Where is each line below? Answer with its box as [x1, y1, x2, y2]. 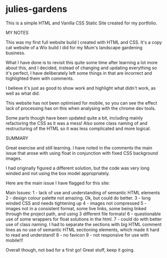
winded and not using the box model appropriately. [5, 170, 110, 176]
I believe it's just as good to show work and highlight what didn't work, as [5, 85, 156, 91]
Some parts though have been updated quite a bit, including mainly [5, 115, 143, 121]
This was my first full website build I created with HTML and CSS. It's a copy [5, 39, 162, 45]
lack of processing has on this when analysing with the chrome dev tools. [5, 105, 156, 111]
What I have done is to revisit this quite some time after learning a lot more [5, 59, 158, 65]
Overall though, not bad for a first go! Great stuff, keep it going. [5, 247, 135, 253]
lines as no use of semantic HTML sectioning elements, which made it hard [5, 227, 160, 233]
